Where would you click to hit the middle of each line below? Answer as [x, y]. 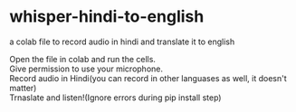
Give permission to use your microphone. [86, 69]
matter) [23, 88]
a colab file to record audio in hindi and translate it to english [122, 42]
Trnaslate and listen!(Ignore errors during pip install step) [115, 98]
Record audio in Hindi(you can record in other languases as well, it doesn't [148, 78]
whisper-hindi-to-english [107, 17]
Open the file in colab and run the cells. [83, 59]
